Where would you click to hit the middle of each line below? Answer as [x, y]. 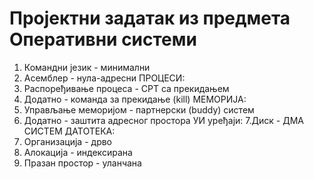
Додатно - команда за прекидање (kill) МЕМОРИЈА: [135, 99]
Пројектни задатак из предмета [150, 18]
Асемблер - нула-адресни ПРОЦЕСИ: [104, 78]
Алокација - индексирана [78, 152]
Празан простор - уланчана [82, 163]
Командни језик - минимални [87, 67]
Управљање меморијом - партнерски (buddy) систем [139, 109]
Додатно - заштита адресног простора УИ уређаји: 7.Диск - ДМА [163, 120]
